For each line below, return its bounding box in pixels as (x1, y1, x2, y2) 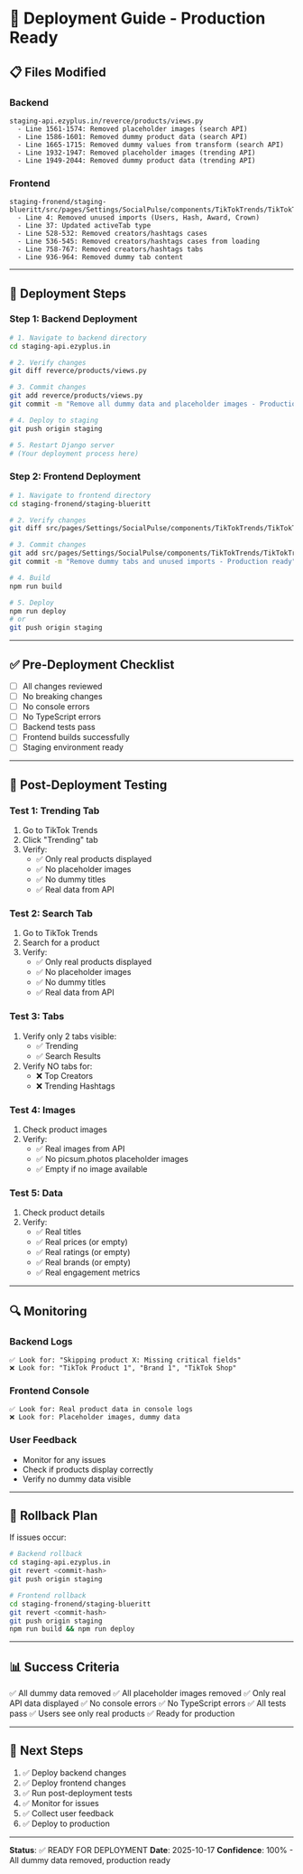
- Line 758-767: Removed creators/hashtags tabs (17, 245, 204, 254)
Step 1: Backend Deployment (9, 313, 138, 325)
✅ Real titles (35, 1226, 82, 1237)
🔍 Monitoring (9, 1303, 87, 1318)
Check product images (22, 1124, 108, 1135)
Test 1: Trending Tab (9, 804, 100, 817)
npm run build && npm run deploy (9, 1625, 135, 1634)
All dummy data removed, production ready (9, 1854, 171, 1865)
